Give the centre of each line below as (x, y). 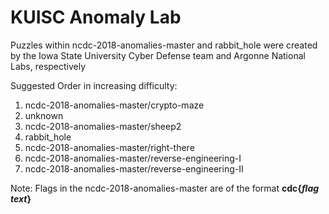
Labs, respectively (48, 66)
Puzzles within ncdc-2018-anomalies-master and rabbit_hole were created (164, 45)
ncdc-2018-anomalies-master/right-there (109, 147)
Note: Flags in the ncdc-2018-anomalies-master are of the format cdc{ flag (165, 188)
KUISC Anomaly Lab (96, 17)
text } (21, 198)
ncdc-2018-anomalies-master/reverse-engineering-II (134, 168)
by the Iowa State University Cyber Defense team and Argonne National (158, 55)
